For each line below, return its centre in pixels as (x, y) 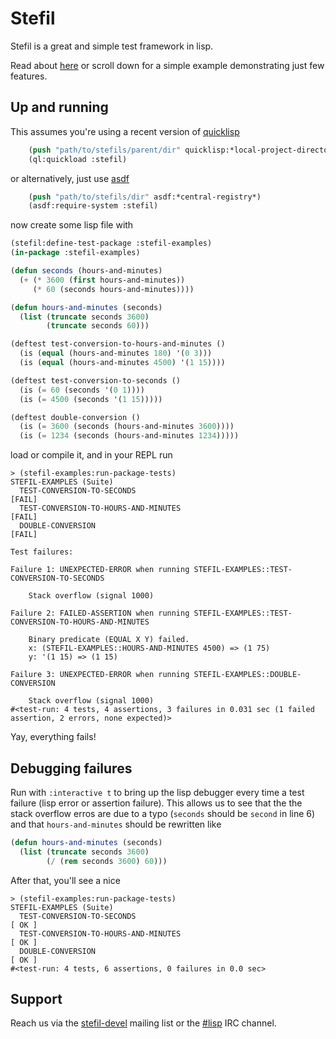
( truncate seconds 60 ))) (98, 326)
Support (36, 998)
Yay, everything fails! (53, 737)
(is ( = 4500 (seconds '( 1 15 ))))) (91, 399)
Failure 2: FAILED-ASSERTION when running (100, 613)
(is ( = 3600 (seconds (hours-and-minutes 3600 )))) (127, 427)
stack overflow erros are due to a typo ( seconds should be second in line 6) (163, 813)
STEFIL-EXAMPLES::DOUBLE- (247, 675)
